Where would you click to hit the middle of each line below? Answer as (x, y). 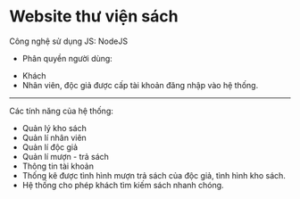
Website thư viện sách (94, 17)
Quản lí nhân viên (54, 137)
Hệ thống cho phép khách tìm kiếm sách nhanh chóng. (123, 185)
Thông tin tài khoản (58, 166)
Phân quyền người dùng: (67, 58)
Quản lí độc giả (50, 147)
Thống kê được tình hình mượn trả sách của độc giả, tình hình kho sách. (154, 175)
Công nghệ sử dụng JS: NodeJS (68, 41)
